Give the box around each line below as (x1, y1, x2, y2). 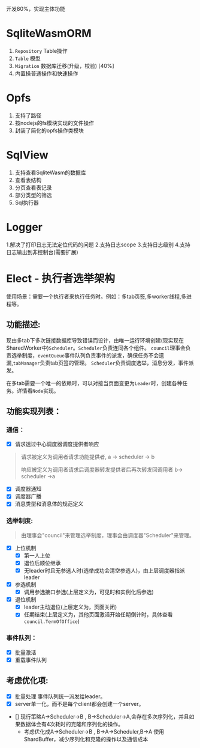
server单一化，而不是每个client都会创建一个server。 (14, 700, 144, 707)
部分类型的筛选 (14, 191, 52, 198)
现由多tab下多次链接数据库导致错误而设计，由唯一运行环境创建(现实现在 (6, 336, 184, 344)
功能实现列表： (6, 406, 62, 416)
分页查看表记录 (14, 184, 52, 191)
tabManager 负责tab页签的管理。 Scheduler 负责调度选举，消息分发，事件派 (13, 359, 195, 366)
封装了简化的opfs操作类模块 (14, 127, 84, 134)
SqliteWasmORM (6, 26, 92, 40)
